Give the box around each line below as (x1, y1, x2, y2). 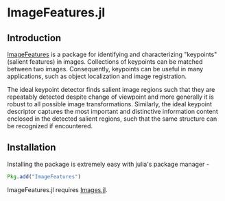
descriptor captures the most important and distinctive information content (7, 108, 218, 115)
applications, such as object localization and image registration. (7, 72, 187, 80)
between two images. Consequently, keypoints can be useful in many (7, 65, 204, 73)
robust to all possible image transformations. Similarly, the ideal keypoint (7, 100, 213, 108)
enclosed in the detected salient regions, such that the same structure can (7, 115, 217, 123)
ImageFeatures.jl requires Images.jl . (7, 185, 108, 193)
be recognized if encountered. (7, 122, 93, 130)
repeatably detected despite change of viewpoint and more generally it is (7, 93, 214, 101)
